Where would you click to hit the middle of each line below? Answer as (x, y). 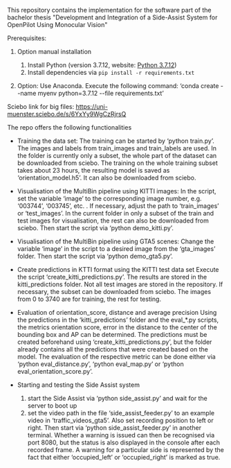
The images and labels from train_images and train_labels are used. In (117, 148)
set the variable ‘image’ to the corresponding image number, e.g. (109, 198)
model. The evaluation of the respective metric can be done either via (116, 357)
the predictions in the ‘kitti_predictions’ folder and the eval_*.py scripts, (118, 320)
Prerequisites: (27, 38)
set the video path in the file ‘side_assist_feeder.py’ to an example (121, 413)
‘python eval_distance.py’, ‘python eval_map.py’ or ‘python (101, 364)
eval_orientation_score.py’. (55, 371)
